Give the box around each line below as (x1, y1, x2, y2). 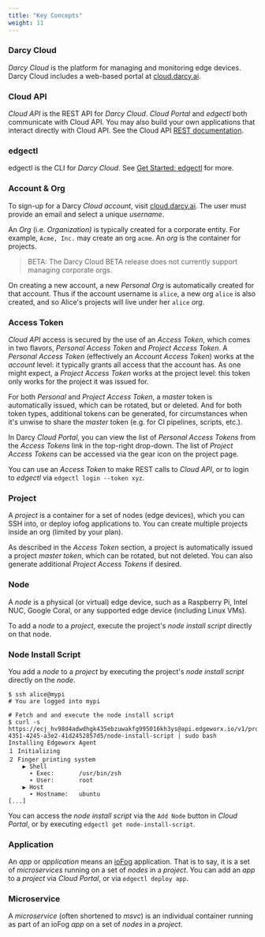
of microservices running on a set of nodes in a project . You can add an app (8, 865, 256, 875)
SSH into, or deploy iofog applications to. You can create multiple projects (8, 519, 248, 529)
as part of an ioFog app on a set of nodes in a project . (8, 920, 183, 929)
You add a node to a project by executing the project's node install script (8, 666, 244, 676)
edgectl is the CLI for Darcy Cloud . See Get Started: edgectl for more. (8, 163, 234, 173)
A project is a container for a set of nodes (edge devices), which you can (8, 511, 245, 520)
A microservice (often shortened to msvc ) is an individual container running (8, 911, 254, 920)
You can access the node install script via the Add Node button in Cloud (8, 811, 238, 820)
